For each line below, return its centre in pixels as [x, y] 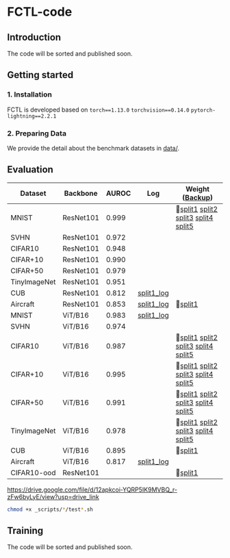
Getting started [40, 75]
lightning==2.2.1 [32, 116]
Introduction [34, 37]
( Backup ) [198, 197]
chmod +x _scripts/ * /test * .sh [50, 509]
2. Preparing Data [37, 133]
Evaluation [30, 169]
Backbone [81, 193]
